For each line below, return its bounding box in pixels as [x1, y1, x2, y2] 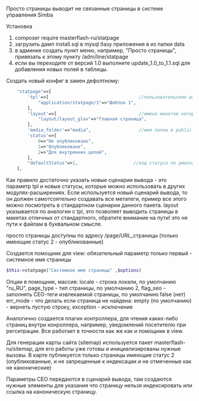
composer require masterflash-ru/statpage [14, 34, 120, 41]
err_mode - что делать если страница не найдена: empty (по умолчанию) [6, 297, 192, 304]
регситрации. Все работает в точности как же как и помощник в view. [6, 328, 184, 334]
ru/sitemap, [6, 345, 34, 352]
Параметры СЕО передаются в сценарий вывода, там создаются [6, 376, 172, 383]
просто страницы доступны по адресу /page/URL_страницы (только [6, 232, 179, 239]
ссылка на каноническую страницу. [6, 388, 98, 395]
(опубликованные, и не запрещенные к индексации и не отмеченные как [6, 358, 192, 365]
